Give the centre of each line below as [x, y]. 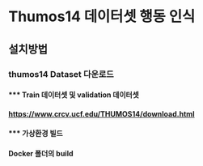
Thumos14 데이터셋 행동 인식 [102, 17]
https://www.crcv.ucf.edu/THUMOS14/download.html [102, 113]
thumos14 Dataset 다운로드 [61, 74]
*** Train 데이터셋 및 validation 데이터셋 [74, 95]
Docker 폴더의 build [41, 153]
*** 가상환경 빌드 [36, 134]
